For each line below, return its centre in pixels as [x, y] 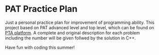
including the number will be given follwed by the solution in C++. [71, 38]
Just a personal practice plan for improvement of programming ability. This [80, 22]
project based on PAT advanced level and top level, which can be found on [79, 27]
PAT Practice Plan [41, 9]
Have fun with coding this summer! [40, 47]
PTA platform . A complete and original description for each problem [72, 33]
